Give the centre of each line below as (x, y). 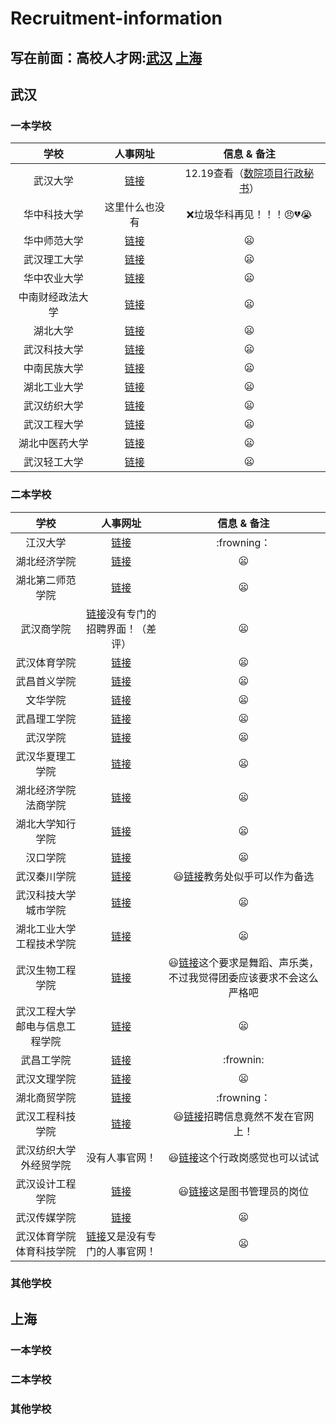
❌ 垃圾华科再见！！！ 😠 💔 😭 (249, 215)
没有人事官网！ (121, 1157)
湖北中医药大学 (53, 444)
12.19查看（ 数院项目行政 (244, 174)
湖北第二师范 (46, 580)
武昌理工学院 (46, 719)
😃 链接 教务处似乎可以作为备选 (244, 876)
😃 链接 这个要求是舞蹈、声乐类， (244, 962)
